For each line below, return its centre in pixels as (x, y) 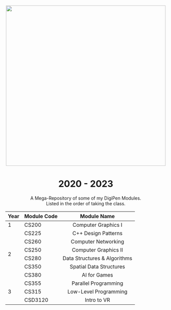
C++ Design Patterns (97, 233)
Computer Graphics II (97, 250)
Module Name (97, 216)
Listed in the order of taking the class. (86, 203)
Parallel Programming (97, 283)
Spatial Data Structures (97, 266)
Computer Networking (97, 241)
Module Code (41, 216)
